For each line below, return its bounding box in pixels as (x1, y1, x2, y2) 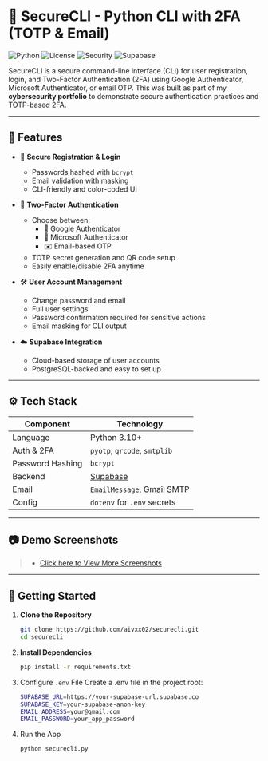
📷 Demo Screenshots (8, 533, 119, 546)
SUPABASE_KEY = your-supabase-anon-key (19, 700, 146, 708)
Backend (12, 470, 45, 482)
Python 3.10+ (90, 431, 142, 442)
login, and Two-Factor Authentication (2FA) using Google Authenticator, (8, 74, 244, 84)
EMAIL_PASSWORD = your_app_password (19, 715, 135, 723)
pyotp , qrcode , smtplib (90, 445, 173, 456)
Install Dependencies (19, 647, 92, 657)
